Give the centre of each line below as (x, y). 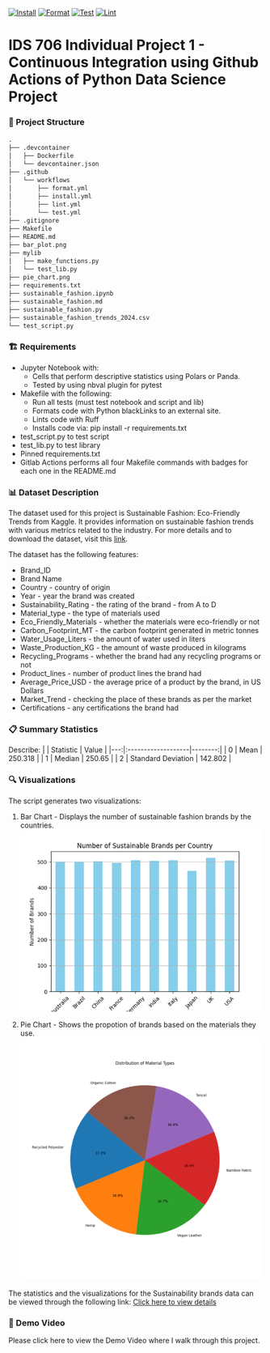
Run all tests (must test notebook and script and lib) (118, 402)
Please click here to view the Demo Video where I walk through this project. (134, 1341)
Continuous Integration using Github (133, 63)
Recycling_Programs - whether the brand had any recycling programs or (140, 657)
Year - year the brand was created (77, 596)
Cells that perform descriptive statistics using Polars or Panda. (136, 376)
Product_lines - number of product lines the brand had (111, 674)
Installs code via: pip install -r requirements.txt (110, 428)
